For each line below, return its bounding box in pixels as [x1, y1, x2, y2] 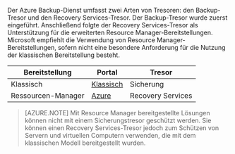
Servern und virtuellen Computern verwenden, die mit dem [24, 131, 196, 139]
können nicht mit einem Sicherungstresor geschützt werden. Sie [24, 116, 212, 124]
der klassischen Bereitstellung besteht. [7, 51, 120, 59]
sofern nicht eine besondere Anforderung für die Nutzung [57, 44, 226, 51]
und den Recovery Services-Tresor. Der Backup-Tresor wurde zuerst [28, 13, 228, 22]
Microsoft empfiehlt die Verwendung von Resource [7, 36, 155, 44]
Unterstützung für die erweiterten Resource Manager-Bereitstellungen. [7, 28, 213, 37]
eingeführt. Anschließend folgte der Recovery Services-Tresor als [7, 21, 199, 29]
